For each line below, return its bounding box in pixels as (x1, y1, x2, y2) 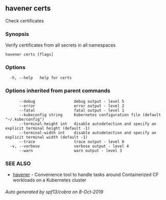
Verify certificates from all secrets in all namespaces (5, 42, 116, 48)
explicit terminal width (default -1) (5, 135, 88, 140)
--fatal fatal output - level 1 (18, 107, 125, 113)
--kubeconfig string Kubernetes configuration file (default (18, 112, 161, 117)
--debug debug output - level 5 (18, 99, 125, 104)
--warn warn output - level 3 (18, 148, 123, 153)
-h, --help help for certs (10, 75, 72, 81)
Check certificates (5, 17, 44, 24)
